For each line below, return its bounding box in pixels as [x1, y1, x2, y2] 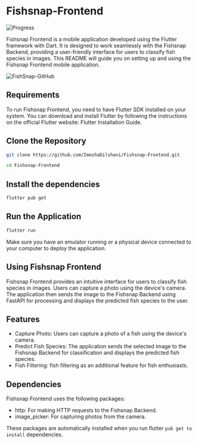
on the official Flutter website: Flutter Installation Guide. [6, 118, 142, 126]
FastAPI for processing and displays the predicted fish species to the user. [6, 297, 189, 304]
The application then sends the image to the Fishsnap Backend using [6, 290, 176, 297]
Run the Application [6, 211, 82, 222]
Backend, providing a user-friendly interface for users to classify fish [6, 48, 176, 55]
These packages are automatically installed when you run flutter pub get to [6, 425, 192, 432]
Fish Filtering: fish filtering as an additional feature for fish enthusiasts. [14, 362, 188, 369]
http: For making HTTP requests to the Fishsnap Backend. [14, 407, 157, 414]
